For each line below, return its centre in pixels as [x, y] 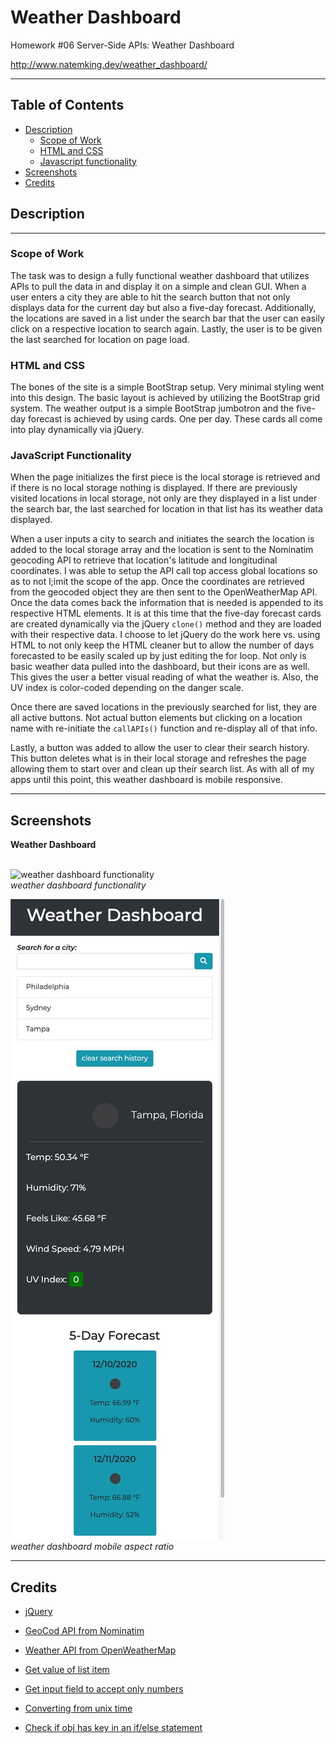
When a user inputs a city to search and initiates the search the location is [162, 539]
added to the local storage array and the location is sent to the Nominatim [162, 550]
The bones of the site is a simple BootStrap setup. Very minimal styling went [167, 387]
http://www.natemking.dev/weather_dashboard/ [109, 64]
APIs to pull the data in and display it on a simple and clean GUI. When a [158, 286]
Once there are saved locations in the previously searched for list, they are [164, 707]
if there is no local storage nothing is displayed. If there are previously [154, 488]
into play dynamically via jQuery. [77, 430]
